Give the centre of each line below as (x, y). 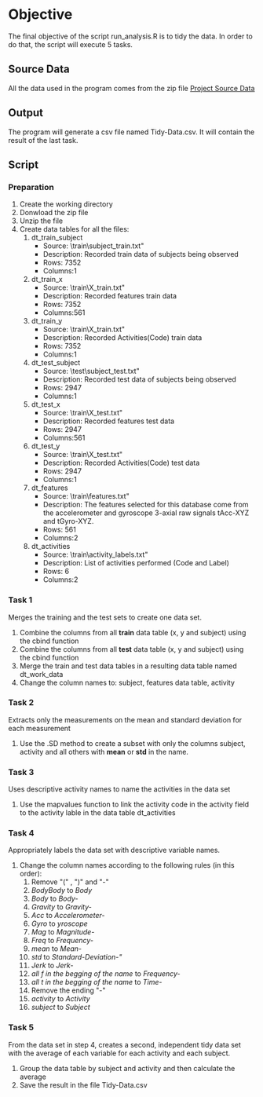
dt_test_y (46, 446)
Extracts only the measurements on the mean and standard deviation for (125, 719)
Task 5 (21, 1028)
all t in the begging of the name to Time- (97, 982)
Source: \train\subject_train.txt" (93, 246)
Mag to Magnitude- (63, 932)
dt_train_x (47, 280)
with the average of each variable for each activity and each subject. (119, 1053)
